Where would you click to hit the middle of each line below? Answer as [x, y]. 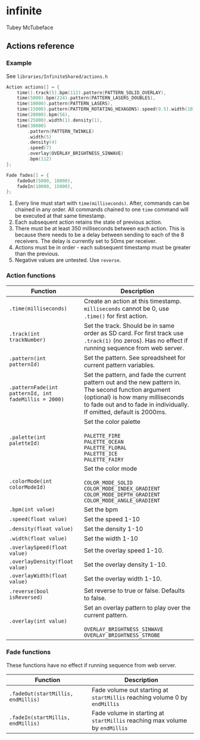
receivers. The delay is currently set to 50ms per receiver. [86, 241]
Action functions [31, 276]
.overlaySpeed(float [38, 547]
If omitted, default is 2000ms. [125, 412]
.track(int [24, 334]
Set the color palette [112, 421]
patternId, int [31, 393]
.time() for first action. [116, 316]
